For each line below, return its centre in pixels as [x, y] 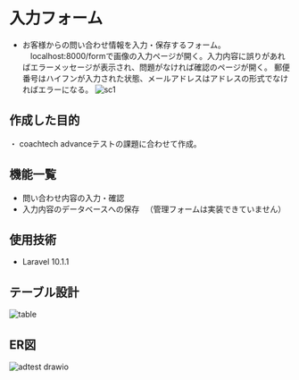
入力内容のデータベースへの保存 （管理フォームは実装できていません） [154, 209]
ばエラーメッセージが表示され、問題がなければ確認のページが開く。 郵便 [156, 67]
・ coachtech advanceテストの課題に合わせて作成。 [106, 143]
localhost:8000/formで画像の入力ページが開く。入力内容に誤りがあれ [158, 55]
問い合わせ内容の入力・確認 [73, 198]
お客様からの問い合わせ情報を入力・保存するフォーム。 [124, 45]
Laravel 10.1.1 [46, 262]
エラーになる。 [66, 89]
